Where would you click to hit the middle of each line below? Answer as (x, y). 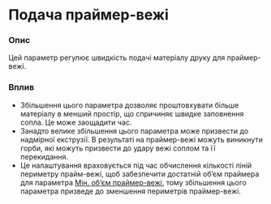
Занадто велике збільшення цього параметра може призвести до (134, 130)
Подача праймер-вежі (88, 15)
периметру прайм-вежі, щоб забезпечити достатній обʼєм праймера (140, 174)
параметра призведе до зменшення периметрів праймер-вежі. (131, 191)
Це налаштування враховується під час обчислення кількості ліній (136, 165)
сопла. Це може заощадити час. (76, 122)
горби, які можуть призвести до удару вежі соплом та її (118, 148)
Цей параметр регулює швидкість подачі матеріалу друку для (117, 57)
